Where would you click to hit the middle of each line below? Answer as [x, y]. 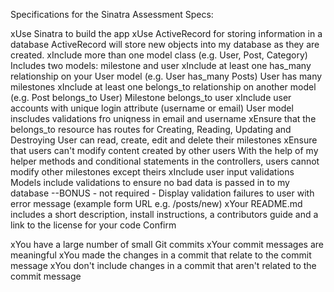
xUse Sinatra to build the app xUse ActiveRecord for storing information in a [166, 33]
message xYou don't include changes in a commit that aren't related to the [163, 265]
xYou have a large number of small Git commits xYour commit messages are [167, 244]
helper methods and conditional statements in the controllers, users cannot [165, 161]
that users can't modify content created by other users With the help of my [164, 150]
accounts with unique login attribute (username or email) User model [152, 108]
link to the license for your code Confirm [93, 225]
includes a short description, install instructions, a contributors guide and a [164, 214]
